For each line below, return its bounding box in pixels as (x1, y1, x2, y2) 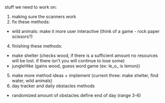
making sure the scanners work (11, 14, 77, 19)
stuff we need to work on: (4, 4, 57, 10)
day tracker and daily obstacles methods (11, 83, 95, 89)
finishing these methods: (11, 43, 63, 49)
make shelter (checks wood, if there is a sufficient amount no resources (11, 52, 159, 58)
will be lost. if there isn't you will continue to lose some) (11, 58, 125, 63)
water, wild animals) (11, 78, 53, 83)
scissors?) (11, 34, 33, 39)
